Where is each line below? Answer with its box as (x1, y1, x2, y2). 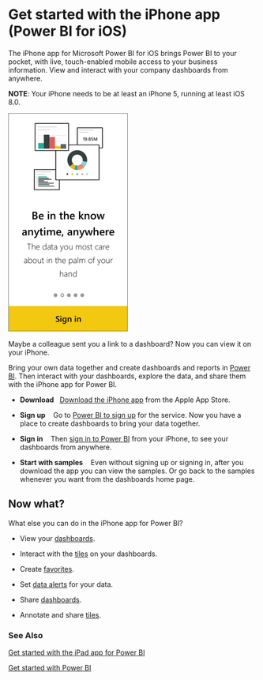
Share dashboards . (19, 595, 82, 604)
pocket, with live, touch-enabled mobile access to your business (8, 57, 218, 66)
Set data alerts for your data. (19, 579, 113, 589)
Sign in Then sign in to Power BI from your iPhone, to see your (19, 434, 229, 443)
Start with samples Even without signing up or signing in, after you (19, 457, 244, 467)
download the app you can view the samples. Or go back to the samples (19, 466, 255, 475)
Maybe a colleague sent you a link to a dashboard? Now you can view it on (8, 339, 252, 348)
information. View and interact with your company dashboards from (8, 65, 229, 74)
